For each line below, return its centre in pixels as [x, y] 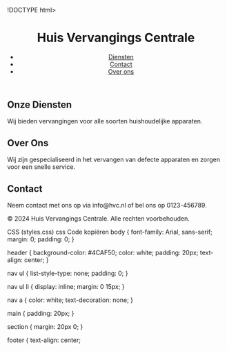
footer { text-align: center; [44, 340]
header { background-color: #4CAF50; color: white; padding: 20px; [103, 252]
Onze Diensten [40, 104]
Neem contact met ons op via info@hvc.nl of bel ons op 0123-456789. [107, 205]
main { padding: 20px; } [41, 313]
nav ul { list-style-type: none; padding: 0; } [68, 273]
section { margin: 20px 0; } [45, 326]
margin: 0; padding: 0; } [41, 239]
